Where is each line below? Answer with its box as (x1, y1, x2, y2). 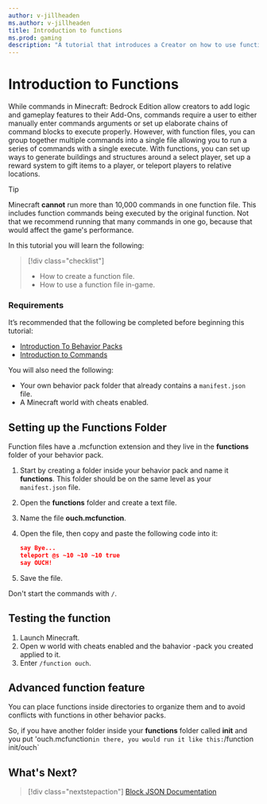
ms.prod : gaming (8, 33, 62, 42)
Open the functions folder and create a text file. (19, 498, 177, 508)
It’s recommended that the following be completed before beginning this (8, 318, 245, 327)
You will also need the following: (8, 365, 114, 375)
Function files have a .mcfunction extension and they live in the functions (8, 442, 249, 451)
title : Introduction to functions (8, 26, 123, 34)
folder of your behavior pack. (8, 450, 104, 460)
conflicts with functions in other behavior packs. (8, 710, 167, 720)
